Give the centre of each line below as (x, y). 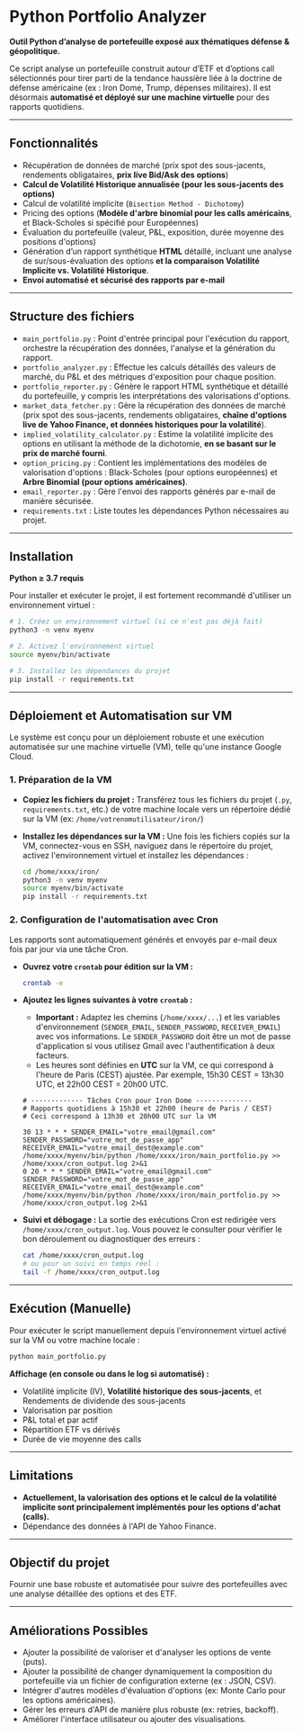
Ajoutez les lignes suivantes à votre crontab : (107, 1000)
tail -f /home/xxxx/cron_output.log (91, 1272)
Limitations (41, 1476)
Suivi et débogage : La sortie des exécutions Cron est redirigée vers (149, 1220)
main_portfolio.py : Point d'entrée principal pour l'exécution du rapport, (156, 338)
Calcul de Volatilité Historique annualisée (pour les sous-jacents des (153, 184)
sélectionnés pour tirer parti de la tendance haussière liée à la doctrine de (146, 77)
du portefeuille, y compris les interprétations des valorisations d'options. (156, 395)
